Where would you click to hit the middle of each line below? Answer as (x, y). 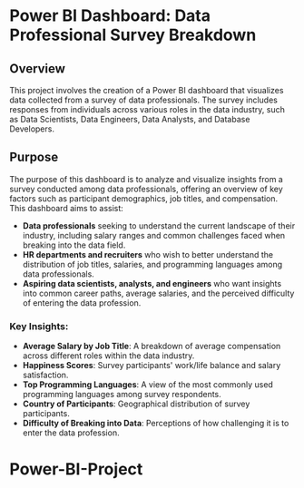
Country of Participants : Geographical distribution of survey (136, 404)
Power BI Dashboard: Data (110, 16)
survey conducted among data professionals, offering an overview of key (146, 189)
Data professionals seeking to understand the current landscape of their (159, 225)
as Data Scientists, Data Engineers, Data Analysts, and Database (130, 119)
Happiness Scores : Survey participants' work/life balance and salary (152, 366)
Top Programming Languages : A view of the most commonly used (148, 385)
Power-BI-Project (76, 469)
